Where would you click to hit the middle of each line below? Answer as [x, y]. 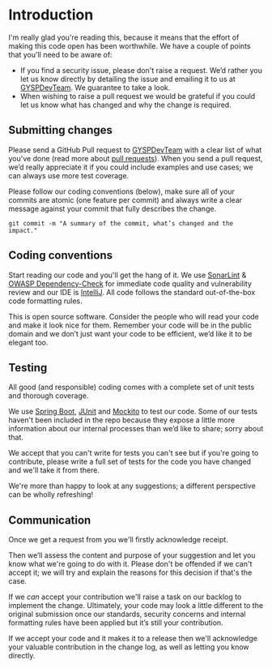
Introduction [51, 15]
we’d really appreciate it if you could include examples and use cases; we [131, 167]
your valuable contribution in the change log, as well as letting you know [129, 647]
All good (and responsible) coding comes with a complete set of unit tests [132, 388]
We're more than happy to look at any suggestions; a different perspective [132, 486]
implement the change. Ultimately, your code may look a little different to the [136, 606]
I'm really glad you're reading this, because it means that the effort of [124, 37]
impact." [23, 230]
